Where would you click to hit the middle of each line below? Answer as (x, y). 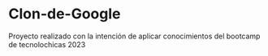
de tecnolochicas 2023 (47, 44)
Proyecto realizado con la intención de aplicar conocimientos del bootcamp (134, 36)
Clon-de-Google (65, 14)
